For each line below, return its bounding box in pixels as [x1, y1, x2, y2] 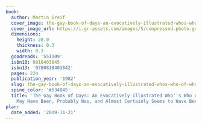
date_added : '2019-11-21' [11, 109, 77, 115]
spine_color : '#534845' [11, 87, 71, 93]
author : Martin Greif [11, 14, 66, 20]
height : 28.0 [16, 37, 49, 43]
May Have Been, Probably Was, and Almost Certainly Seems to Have [16, 98, 187, 104]
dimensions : [11, 31, 42, 37]
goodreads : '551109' [11, 53, 63, 59]
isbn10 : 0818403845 [11, 59, 60, 65]
